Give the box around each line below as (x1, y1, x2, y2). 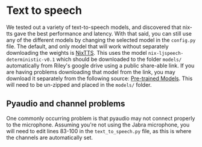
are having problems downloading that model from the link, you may (6, 68, 176, 75)
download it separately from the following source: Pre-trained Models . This (6, 75, 193, 82)
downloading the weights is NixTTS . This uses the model (6, 49, 147, 56)
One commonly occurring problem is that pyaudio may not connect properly (6, 114, 195, 122)
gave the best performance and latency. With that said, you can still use (14, 30, 192, 37)
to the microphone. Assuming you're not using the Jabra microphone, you (6, 121, 190, 128)
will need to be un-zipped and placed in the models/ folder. (6, 81, 152, 88)
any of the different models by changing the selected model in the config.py (6, 36, 196, 43)
